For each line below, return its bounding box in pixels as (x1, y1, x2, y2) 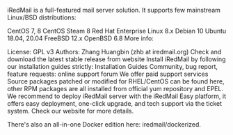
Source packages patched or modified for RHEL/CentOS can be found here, (7, 77, 225, 86)
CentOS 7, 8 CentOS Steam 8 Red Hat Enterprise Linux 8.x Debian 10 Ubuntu (7, 27, 227, 35)
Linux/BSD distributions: (7, 13, 77, 22)
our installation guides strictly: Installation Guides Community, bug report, (7, 63, 218, 70)
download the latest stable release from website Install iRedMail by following (7, 55, 226, 63)
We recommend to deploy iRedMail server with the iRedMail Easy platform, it (7, 92, 226, 100)
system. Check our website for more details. (7, 107, 134, 115)
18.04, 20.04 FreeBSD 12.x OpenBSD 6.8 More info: (7, 34, 154, 42)
